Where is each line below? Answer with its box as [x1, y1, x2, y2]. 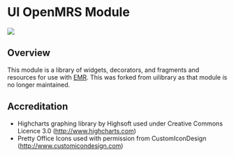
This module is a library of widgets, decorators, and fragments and [7, 66, 200, 74]
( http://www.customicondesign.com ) [17, 141, 124, 150]
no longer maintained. [7, 80, 71, 89]
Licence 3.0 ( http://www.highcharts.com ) [17, 126, 136, 135]
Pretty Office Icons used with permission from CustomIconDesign [17, 134, 207, 142]
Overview [7, 47, 51, 59]
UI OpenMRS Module [7, 4, 131, 20]
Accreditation [7, 100, 68, 112]
